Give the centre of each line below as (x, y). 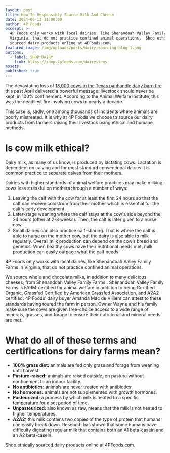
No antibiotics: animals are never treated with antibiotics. (72, 387)
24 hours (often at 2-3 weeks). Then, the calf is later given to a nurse (84, 219)
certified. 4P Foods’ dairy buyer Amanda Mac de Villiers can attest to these (83, 298)
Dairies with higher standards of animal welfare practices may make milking (84, 182)
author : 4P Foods (24, 24)
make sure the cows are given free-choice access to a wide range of (77, 309)
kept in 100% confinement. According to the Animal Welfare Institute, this (82, 96)
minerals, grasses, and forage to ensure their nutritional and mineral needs (83, 314)
